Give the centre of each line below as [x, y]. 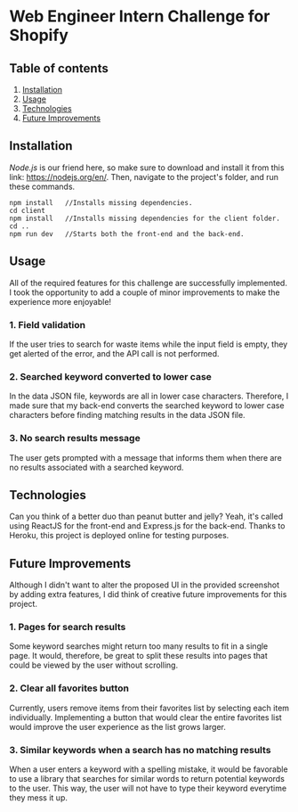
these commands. [42, 186]
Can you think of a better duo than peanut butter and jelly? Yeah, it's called [146, 517]
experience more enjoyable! [60, 301]
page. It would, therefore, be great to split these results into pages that [139, 656]
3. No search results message [75, 439]
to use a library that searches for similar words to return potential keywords [147, 779]
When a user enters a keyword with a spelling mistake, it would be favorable [149, 769]
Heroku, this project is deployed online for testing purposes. [119, 536]
